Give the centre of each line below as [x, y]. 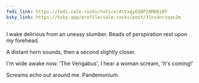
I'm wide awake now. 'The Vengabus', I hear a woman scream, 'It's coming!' [100, 63]
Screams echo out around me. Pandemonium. [63, 75]
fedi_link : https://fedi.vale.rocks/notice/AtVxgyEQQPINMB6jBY [87, 12]
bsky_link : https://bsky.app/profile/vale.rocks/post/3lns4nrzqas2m [94, 17]
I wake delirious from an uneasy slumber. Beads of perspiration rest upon [97, 34]
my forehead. [23, 40]
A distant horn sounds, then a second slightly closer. [71, 52]
